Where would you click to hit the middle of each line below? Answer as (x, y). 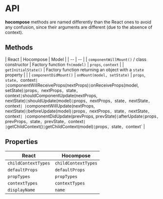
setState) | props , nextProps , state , (42, 90)
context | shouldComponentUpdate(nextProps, (51, 95)
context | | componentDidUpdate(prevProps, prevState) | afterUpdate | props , (82, 116)
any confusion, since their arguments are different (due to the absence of (79, 27)
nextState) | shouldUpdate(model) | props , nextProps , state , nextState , (78, 101)
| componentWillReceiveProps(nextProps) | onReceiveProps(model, (72, 85)
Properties (21, 142)
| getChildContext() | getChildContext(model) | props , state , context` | (75, 127)
